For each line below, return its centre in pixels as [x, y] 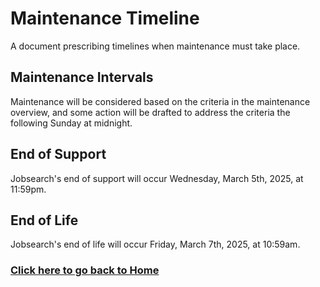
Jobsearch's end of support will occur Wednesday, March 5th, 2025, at [157, 178]
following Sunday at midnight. [71, 123]
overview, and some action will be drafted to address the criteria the [150, 112]
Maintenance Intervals [82, 77]
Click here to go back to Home [85, 270]
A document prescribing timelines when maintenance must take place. [155, 46]
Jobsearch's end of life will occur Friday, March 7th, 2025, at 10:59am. [155, 244]
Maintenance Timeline [105, 18]
